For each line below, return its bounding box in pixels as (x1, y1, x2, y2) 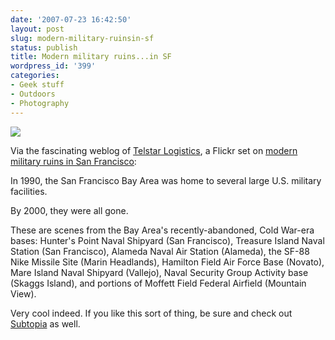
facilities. (10, 185, 48, 197)
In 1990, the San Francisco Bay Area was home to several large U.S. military (10, 174, 322, 186)
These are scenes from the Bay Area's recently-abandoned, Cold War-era (10, 224, 315, 236)
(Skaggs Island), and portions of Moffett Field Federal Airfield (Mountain (10, 277, 307, 289)
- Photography (10, 98, 70, 108)
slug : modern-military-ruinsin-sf (10, 33, 155, 43)
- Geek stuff (10, 80, 65, 90)
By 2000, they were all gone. (10, 204, 129, 216)
